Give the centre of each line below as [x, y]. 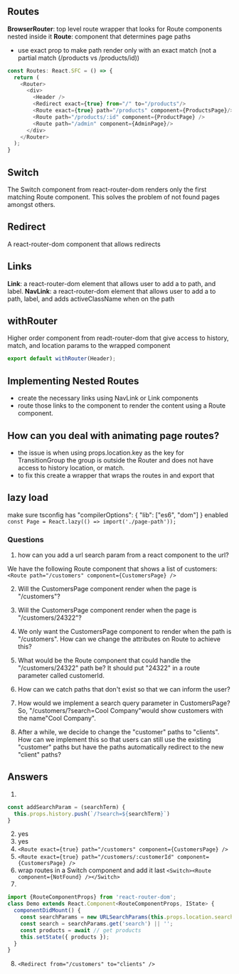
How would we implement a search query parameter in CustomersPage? [124, 703]
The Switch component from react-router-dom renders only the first [107, 189]
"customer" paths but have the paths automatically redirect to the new [121, 747]
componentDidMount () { [47, 911]
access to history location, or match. [71, 467]
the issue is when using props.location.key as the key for [101, 452]
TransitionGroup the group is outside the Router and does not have [115, 460]
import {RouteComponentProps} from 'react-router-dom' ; [92, 897]
